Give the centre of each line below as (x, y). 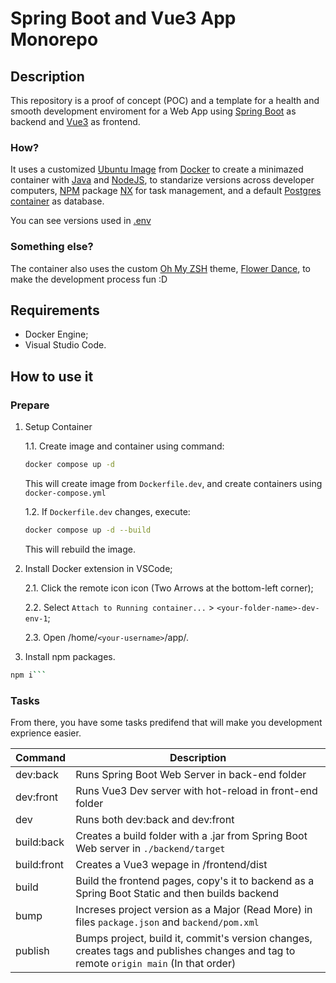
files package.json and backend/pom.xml (167, 922)
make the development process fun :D (89, 279)
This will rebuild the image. (80, 549)
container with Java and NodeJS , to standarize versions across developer (162, 180)
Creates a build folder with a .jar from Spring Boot (191, 836)
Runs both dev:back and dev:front (155, 820)
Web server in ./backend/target (150, 849)
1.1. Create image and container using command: (124, 446)
